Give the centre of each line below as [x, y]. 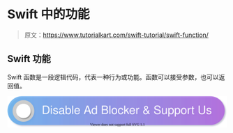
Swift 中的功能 [48, 14]
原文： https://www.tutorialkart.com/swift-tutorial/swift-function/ [116, 35]
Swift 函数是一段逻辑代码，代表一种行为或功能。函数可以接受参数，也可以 [113, 77]
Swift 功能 [29, 59]
